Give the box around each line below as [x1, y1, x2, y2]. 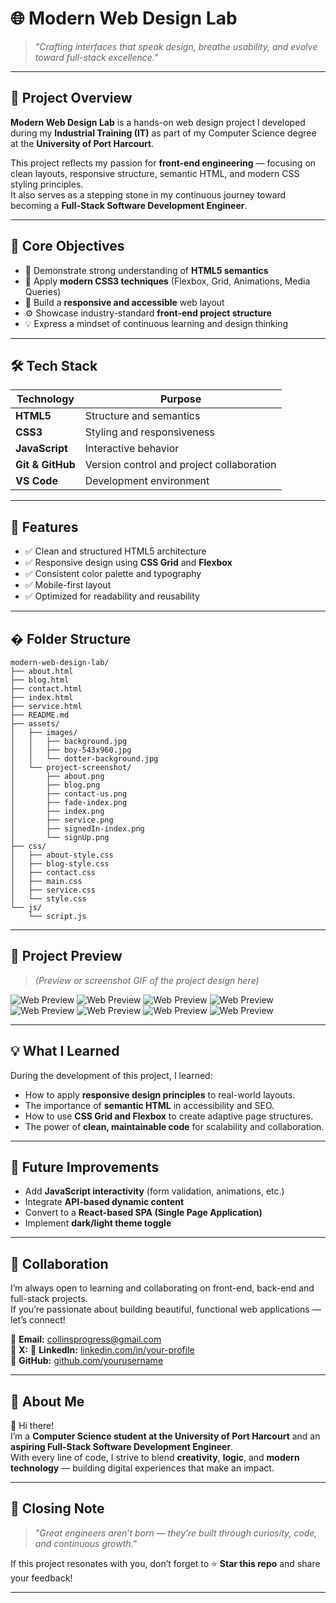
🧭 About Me [10, 1393, 85, 1410]
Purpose [160, 392, 202, 406]
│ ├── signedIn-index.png [10, 824, 145, 834]
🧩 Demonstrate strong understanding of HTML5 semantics [24, 264, 269, 276]
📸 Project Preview [10, 948, 123, 965]
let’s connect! [10, 1314, 66, 1326]
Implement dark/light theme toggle [24, 1217, 172, 1229]
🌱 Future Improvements [10, 1159, 160, 1176]
